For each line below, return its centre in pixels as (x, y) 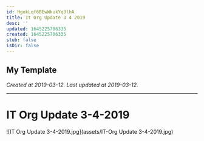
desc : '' (17, 23)
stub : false (21, 40)
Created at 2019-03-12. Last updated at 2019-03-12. (72, 85)
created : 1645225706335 (36, 34)
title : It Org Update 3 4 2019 (46, 18)
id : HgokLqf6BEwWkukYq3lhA (40, 12)
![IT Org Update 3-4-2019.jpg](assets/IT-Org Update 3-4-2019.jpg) (90, 131)
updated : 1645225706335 (36, 29)
